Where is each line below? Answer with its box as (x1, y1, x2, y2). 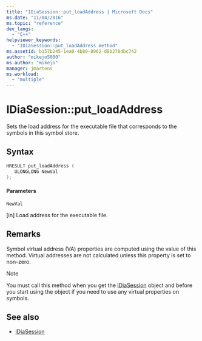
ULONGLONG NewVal (14, 168, 59, 175)
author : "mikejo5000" (6, 54, 61, 60)
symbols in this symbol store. (6, 129, 79, 137)
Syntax (6, 147, 34, 157)
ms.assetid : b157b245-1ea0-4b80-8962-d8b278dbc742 (6, 49, 137, 55)
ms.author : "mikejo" (6, 59, 59, 66)
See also (6, 312, 39, 322)
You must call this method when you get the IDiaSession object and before (6, 282, 193, 289)
